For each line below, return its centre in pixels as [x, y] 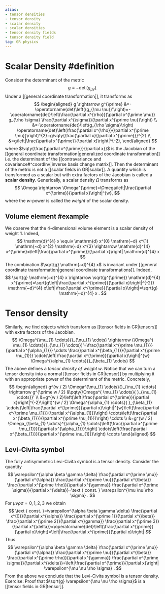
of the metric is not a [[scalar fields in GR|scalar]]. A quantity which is [76, 170]
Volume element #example [47, 216]
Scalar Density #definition [60, 66]
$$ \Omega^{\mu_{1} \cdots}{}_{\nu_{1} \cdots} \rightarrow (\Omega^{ [83, 340]
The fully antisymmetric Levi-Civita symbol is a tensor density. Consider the [82, 462]
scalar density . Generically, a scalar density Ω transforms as [67, 180]
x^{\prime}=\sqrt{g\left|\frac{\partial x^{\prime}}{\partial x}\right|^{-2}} [83, 283]
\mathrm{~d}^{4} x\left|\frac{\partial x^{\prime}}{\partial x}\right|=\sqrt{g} [83, 288]
